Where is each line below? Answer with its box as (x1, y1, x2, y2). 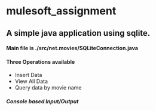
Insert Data (14, 72, 42, 79)
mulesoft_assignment (6, 4, 117, 18)
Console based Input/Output (6, 97, 79, 105)
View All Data (14, 78, 48, 85)
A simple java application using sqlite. (6, 28, 151, 38)
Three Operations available (6, 58, 75, 65)
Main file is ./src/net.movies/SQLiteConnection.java (6, 45, 139, 52)
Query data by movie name (14, 84, 82, 91)
